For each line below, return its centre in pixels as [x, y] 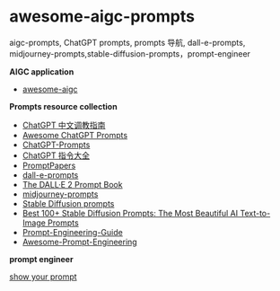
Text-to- [255, 213]
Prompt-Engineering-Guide [72, 232]
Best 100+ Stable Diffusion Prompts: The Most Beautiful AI [130, 213]
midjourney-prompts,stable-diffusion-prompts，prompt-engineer [130, 53]
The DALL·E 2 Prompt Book [72, 184]
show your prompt [44, 277]
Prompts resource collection [64, 106]
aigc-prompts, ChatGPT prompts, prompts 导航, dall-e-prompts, [127, 42]
